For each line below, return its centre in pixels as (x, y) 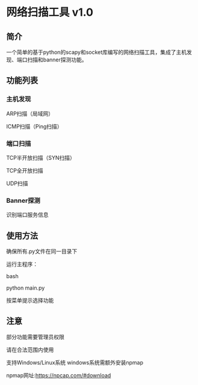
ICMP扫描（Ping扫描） (34, 126)
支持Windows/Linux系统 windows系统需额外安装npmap (75, 362)
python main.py (26, 288)
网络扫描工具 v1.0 (50, 12)
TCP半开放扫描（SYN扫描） (41, 157)
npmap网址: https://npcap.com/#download (59, 375)
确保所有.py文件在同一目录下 (42, 252)
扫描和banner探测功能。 (57, 60)
